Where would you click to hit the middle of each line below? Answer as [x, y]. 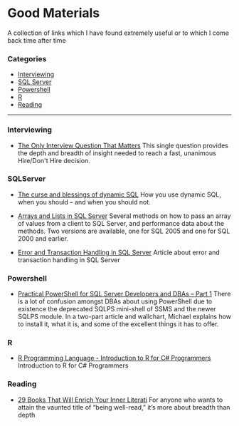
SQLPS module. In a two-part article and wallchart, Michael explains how [124, 317]
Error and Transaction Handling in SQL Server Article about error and [119, 252]
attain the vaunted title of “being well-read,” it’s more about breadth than [124, 407]
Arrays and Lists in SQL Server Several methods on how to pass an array [124, 216]
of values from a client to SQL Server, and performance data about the [121, 223]
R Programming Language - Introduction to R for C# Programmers [114, 358]
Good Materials [54, 13]
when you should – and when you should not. [84, 202]
